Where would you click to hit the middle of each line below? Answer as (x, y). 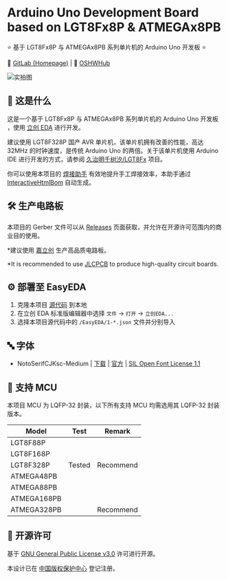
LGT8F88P (28, 443)
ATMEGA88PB (34, 487)
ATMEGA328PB (36, 510)
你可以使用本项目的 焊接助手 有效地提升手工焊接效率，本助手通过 (99, 174)
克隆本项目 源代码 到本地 (52, 305)
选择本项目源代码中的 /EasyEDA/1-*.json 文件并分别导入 (96, 322)
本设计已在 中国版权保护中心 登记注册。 (63, 568)
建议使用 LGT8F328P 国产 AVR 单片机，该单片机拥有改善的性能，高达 (105, 141)
